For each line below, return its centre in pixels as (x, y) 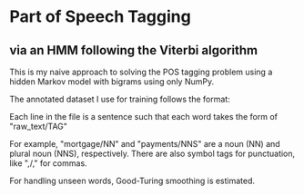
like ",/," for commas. (49, 163)
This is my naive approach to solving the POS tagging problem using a (141, 72)
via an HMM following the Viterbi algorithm (133, 50)
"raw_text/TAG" (39, 126)
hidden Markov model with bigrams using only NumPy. (112, 82)
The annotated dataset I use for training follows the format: (120, 99)
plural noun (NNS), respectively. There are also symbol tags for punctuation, (152, 153)
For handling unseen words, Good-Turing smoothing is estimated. (132, 180)
